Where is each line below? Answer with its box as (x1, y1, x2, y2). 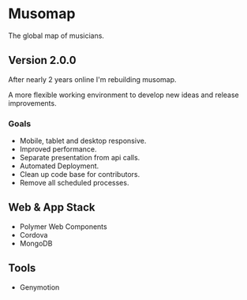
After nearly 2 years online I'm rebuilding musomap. (8, 74, 177, 84)
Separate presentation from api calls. (19, 153, 140, 163)
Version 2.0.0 (8, 54, 77, 67)
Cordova (19, 230, 48, 239)
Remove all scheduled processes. (19, 178, 129, 188)
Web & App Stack (8, 201, 95, 214)
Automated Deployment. (19, 161, 99, 171)
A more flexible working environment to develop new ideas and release (8, 90, 239, 99)
